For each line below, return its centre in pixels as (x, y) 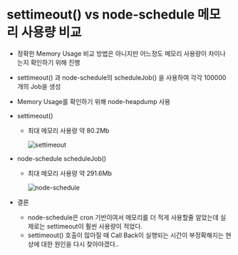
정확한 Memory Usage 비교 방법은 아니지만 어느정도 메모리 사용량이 (112, 53)
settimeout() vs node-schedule (101, 15)
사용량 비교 (51, 32)
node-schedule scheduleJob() (62, 158)
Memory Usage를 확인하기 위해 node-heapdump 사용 (94, 101)
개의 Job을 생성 (39, 86)
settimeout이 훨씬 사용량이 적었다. (95, 226)
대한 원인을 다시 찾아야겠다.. (80, 244)
